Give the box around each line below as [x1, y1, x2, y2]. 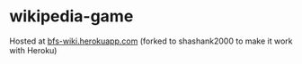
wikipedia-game [9, 6, 134, 27]
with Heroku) [9, 44, 58, 55]
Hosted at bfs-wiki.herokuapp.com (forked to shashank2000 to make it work [9, 36, 294, 46]
